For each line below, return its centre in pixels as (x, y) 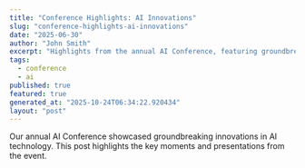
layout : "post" (38, 111)
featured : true (38, 94)
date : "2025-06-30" (46, 35)
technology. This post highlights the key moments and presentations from (147, 146)
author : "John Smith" (50, 43)
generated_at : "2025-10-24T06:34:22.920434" (95, 102)
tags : (20, 60)
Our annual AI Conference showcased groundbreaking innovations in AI (143, 136)
